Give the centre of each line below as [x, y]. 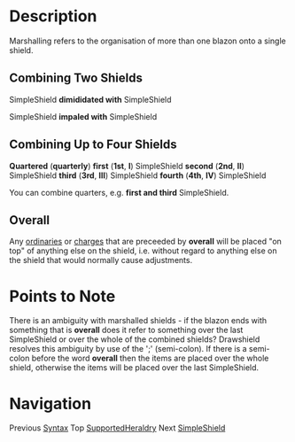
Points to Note [62, 296]
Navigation [50, 403]
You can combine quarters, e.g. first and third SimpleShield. [119, 192]
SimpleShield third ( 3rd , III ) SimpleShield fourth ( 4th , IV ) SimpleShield [138, 175]
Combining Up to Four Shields [93, 145]
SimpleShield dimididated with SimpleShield [90, 99]
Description [53, 16]
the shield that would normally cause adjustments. [101, 260]
